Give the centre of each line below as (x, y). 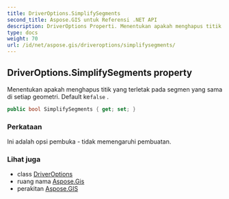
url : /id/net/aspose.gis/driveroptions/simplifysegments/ (91, 45)
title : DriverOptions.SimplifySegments (64, 13)
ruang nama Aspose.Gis (51, 181)
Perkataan (25, 127)
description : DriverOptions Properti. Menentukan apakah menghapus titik (114, 26)
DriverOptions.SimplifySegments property (100, 73)
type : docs (23, 32)
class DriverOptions (45, 174)
